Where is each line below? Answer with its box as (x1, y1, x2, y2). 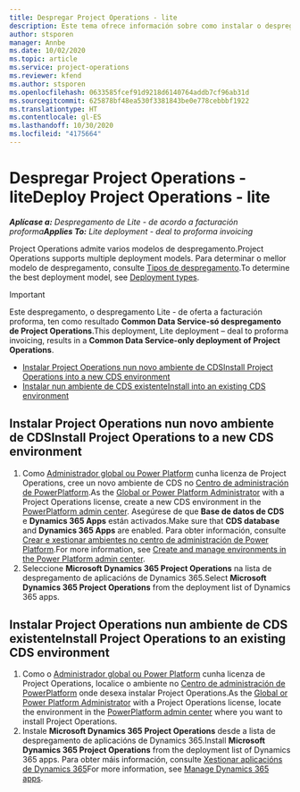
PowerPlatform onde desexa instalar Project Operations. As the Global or (21, 687, 288, 698)
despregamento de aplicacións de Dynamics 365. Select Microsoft (21, 572, 267, 583)
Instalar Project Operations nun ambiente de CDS (9, 618, 288, 633)
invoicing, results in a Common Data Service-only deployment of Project (9, 334, 281, 345)
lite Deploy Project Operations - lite (9, 187, 271, 207)
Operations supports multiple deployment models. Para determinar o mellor (9, 252, 287, 264)
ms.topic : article (9, 55, 78, 63)
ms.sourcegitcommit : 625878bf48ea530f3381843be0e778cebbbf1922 (9, 96, 250, 105)
